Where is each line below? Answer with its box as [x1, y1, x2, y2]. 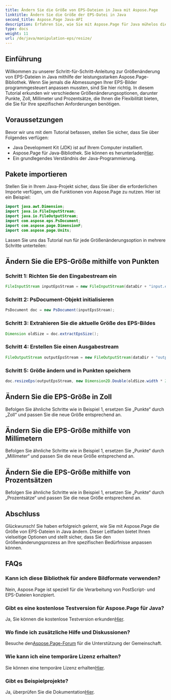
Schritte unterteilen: [5, 243, 47, 249]
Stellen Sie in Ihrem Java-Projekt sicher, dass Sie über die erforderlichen [5, 183, 158, 190]
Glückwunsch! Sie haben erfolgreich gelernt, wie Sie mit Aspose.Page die [5, 523, 160, 529]
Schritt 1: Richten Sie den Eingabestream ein [5, 272, 117, 279]
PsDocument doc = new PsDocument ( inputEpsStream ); [5, 308, 115, 313]
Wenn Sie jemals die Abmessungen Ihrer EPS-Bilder [28, 79, 137, 85]
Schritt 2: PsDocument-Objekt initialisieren [5, 296, 114, 303]
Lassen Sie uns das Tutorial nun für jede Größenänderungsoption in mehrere [5, 237, 166, 243]
